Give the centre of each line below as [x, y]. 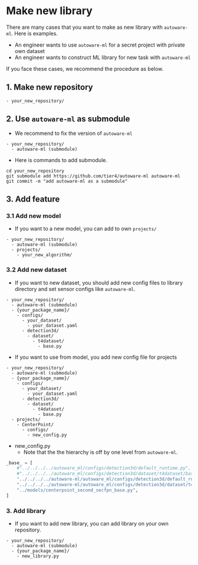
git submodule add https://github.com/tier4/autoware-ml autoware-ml [93, 176]
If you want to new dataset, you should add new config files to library [99, 282]
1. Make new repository [49, 87]
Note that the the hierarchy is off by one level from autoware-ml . [100, 452]
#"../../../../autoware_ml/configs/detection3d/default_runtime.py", [104, 468]
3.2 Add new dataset [36, 270]
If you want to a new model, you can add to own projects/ [86, 229]
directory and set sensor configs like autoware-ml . [75, 289]
